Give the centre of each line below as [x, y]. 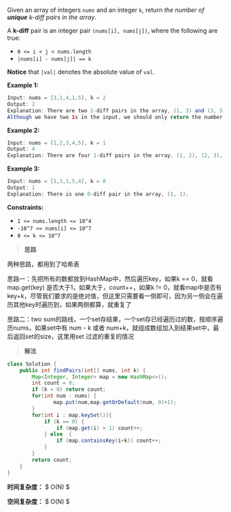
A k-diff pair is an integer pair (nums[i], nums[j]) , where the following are [112, 31]
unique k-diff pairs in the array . [52, 17]
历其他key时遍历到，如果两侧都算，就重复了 [69, 304]
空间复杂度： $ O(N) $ [38, 501]
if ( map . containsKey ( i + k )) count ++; [109, 441]
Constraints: [25, 207]
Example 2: [23, 130]
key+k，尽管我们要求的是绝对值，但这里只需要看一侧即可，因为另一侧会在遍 [115, 296]
